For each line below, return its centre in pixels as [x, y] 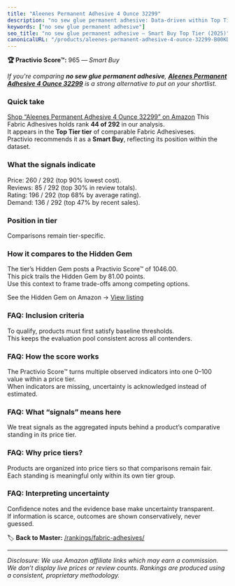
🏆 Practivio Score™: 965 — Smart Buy [64, 60]
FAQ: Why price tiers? [45, 453]
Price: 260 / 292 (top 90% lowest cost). [64, 180]
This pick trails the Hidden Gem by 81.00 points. [76, 276]
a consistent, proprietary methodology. [64, 575]
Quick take [26, 102]
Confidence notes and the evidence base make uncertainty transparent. [111, 508]
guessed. [21, 523]
